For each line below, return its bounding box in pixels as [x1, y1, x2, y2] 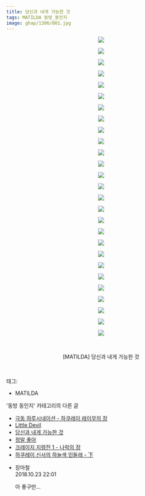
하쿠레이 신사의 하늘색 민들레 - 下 [14, 452, 94, 459]
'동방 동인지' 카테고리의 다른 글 [6, 402, 79, 409]
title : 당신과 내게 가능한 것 [6, 8, 71, 15]
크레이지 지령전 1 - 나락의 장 [14, 444, 81, 451]
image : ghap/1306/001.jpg [6, 20, 71, 26]
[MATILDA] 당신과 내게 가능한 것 [63, 353, 140, 361]
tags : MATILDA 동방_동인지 [6, 14, 68, 20]
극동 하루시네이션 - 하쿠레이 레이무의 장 [14, 415, 108, 422]
